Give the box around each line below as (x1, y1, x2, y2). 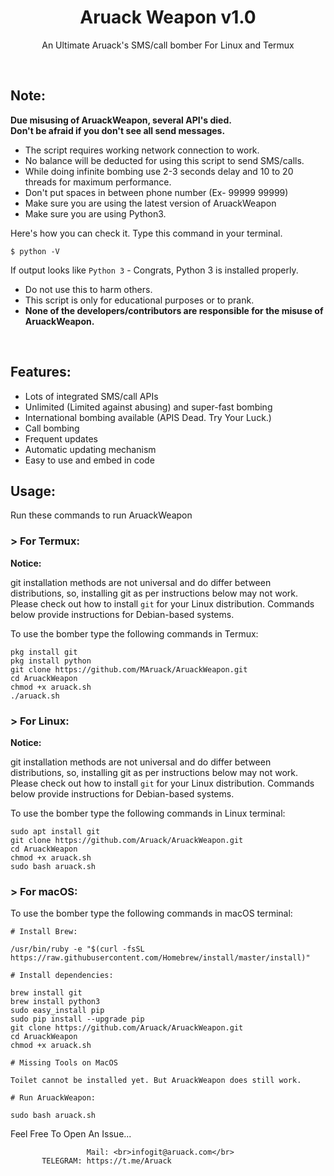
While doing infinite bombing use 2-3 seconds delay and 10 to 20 (24, 165, 294, 177)
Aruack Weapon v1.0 (79, 6, 257, 29)
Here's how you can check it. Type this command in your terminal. (10, 227, 283, 239)
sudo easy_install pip (10, 1006, 105, 1016)
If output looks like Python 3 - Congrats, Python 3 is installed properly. (10, 264, 299, 276)
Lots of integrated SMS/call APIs (24, 390, 159, 402)
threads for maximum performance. (24, 176, 172, 188)
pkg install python (10, 656, 92, 666)
